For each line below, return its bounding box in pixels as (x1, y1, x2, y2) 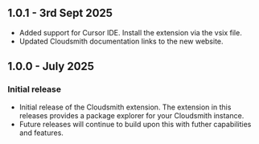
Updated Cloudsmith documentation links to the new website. (18, 36, 224, 46)
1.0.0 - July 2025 (7, 60, 94, 73)
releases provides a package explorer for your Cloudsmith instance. (18, 110, 245, 120)
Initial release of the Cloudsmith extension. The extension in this (18, 102, 232, 112)
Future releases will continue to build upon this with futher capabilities (18, 119, 252, 129)
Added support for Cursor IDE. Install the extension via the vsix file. (18, 27, 242, 37)
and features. (18, 128, 64, 138)
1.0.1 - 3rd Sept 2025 (7, 6, 113, 20)
